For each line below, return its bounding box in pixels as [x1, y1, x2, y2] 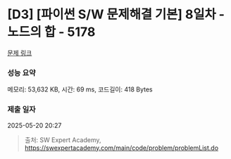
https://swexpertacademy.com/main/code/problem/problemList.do [24, 144, 219, 152]
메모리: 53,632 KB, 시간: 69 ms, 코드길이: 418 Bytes [7, 85, 153, 94]
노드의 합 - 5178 [7, 24, 96, 40]
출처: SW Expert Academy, [24, 135, 101, 144]
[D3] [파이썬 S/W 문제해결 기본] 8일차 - [7, 6, 225, 23]
